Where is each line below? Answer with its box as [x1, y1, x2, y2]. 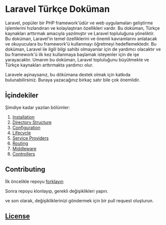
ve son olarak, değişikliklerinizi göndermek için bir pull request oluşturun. [5, 197, 154, 204]
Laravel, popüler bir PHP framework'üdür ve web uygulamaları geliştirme [5, 20, 153, 26]
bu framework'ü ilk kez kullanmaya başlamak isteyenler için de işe [5, 51, 139, 57]
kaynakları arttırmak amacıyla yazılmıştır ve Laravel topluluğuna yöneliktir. [5, 30, 155, 36]
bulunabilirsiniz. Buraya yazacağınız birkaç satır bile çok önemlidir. [5, 77, 140, 83]
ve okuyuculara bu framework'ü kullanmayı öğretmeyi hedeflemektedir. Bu [5, 41, 157, 47]
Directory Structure [12, 119, 52, 125]
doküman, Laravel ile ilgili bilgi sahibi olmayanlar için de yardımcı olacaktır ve [5, 46, 161, 52]
